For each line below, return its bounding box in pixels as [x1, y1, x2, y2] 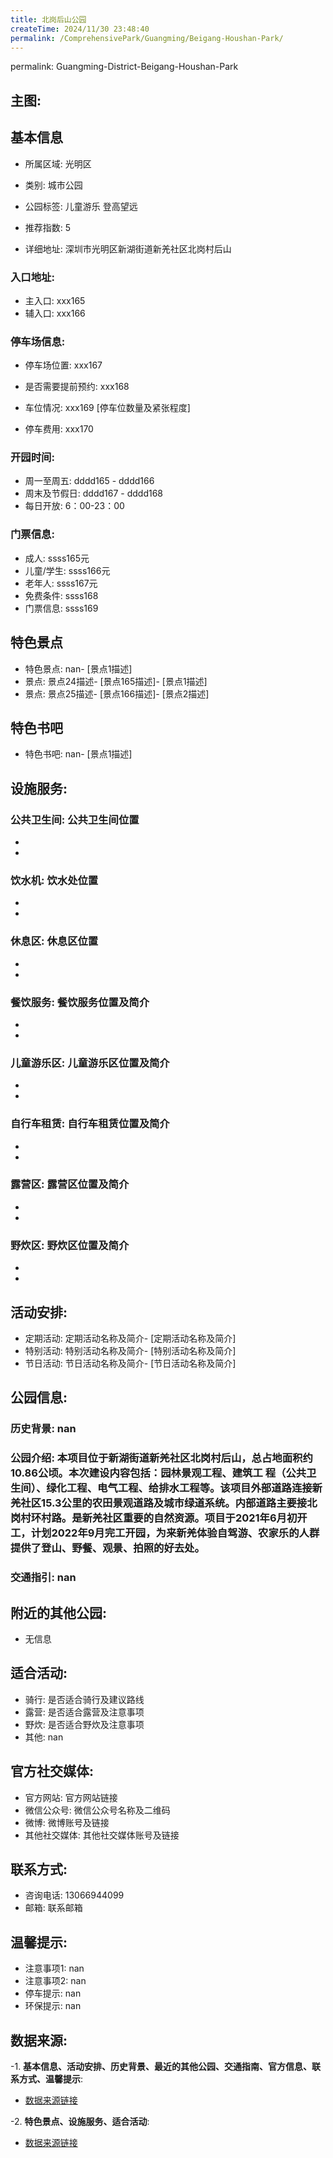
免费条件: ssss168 [24, 589, 99, 601]
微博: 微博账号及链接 [24, 1816, 110, 1828]
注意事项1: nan [24, 1962, 85, 1975]
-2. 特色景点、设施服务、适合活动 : [10, 2116, 150, 2127]
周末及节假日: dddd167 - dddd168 [24, 487, 163, 500]
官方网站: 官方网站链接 [24, 1791, 118, 1803]
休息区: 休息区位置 [10, 934, 99, 948]
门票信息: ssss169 [24, 602, 99, 614]
